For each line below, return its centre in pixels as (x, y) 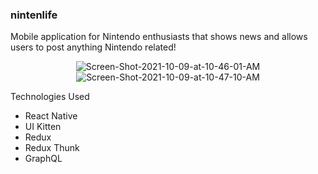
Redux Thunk (52, 148)
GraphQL (43, 159)
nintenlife (34, 15)
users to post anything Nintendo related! (93, 47)
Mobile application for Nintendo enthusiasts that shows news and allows (159, 37)
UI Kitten (43, 127)
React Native (51, 116)
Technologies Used (50, 97)
